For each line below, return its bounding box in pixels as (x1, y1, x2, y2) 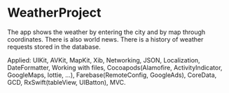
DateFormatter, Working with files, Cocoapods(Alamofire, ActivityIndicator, (7, 63, 223, 71)
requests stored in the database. (7, 42, 101, 51)
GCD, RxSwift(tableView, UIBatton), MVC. (7, 78, 126, 86)
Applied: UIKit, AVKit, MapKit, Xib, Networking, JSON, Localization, (7, 56, 201, 64)
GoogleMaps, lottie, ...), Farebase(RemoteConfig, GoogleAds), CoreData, (7, 71, 217, 79)
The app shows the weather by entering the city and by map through (7, 28, 206, 36)
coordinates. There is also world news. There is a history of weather (7, 35, 204, 43)
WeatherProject (7, 5, 102, 21)
